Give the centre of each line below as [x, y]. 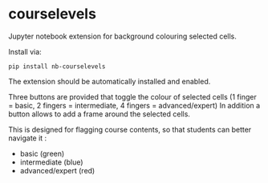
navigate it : [28, 138]
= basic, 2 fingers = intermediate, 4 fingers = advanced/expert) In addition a [134, 105]
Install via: [25, 51]
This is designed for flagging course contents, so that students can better [130, 129]
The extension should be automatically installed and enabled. [110, 81]
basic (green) [42, 153]
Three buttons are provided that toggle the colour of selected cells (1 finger [132, 96]
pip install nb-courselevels [57, 66]
